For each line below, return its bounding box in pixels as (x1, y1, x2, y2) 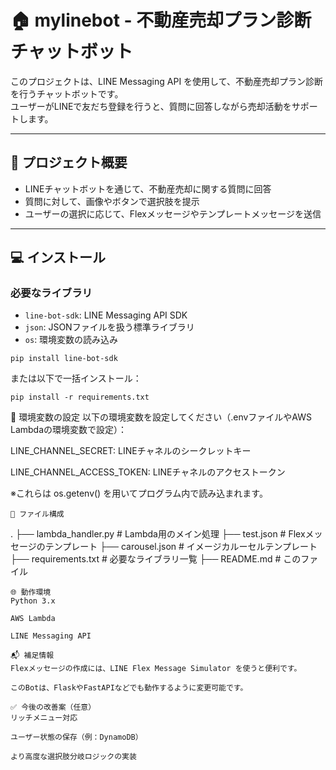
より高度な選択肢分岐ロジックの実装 (10, 752, 137, 762)
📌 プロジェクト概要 (10, 154, 128, 171)
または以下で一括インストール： (10, 372, 142, 385)
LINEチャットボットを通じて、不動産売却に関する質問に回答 (24, 182, 272, 195)
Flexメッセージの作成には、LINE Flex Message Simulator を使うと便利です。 (10, 664, 302, 674)
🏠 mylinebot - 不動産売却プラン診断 (10, 9, 312, 32)
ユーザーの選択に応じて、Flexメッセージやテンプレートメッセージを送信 (24, 207, 322, 220)
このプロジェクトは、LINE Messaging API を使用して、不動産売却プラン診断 (10, 75, 323, 87)
